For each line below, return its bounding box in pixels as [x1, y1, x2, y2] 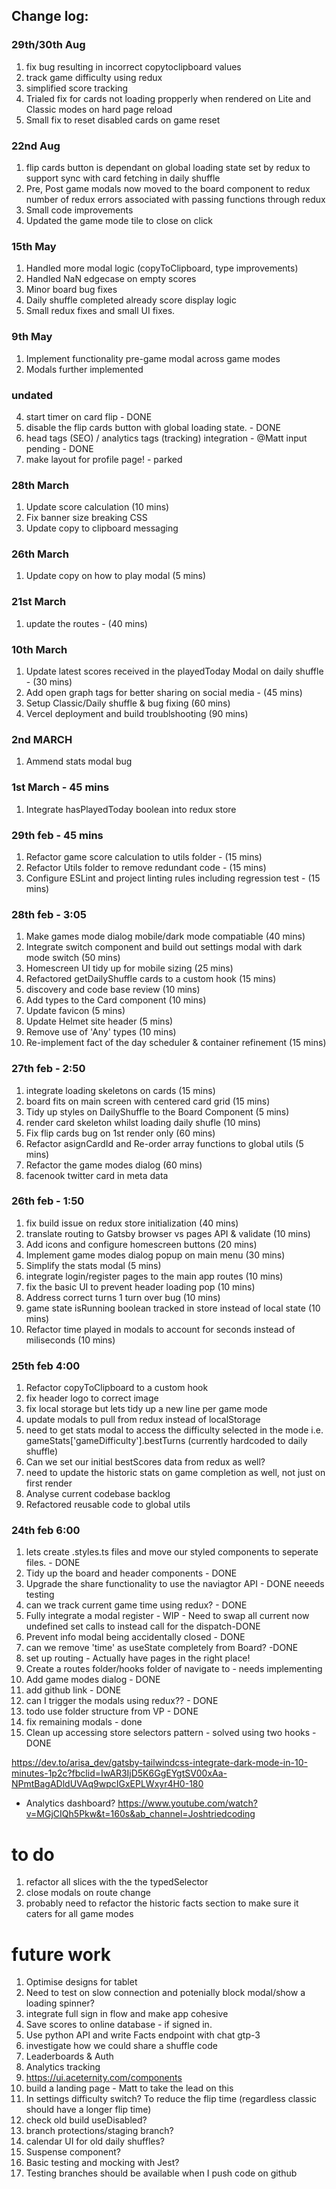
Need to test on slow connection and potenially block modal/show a [25, 1987, 306, 1999]
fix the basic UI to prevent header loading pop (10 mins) [25, 1280, 256, 1293]
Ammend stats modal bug [25, 755, 133, 768]
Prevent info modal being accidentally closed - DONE [25, 1631, 246, 1643]
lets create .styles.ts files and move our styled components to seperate [25, 1546, 319, 1558]
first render [25, 1477, 73, 1489]
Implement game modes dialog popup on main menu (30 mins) [25, 1249, 286, 1261]
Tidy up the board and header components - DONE [25, 1567, 238, 1579]
